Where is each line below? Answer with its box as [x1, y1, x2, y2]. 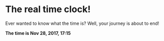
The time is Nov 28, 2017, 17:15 [5, 30, 71, 36]
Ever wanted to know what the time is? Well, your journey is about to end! [5, 20, 159, 26]
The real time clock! [5, 4, 91, 15]
